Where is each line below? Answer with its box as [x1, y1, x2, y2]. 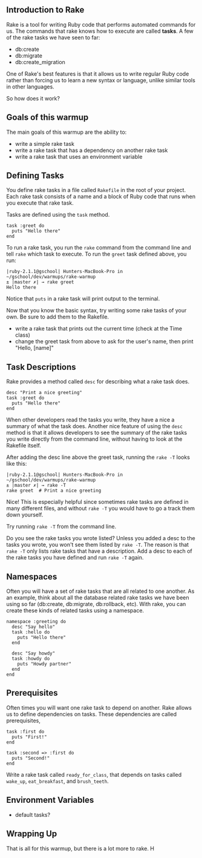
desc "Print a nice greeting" [6, 390, 83, 396]
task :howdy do [11, 656, 50, 662]
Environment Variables [6, 795, 94, 805]
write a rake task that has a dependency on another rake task [15, 147, 168, 154]
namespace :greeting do [6, 619, 67, 625]
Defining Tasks [6, 171, 65, 181]
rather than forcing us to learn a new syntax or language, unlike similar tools [6, 76, 195, 84]
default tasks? [15, 811, 50, 818]
